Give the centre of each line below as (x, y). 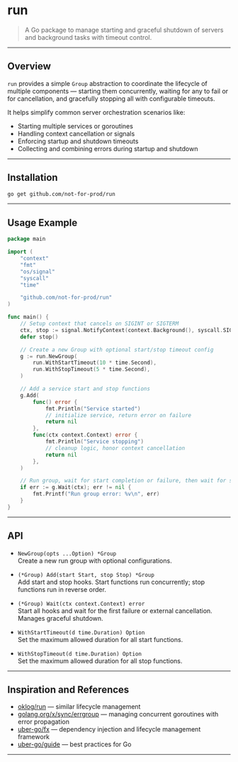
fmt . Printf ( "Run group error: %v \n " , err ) (96, 494)
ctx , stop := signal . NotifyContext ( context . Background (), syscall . (121, 330)
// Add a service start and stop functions (85, 389)
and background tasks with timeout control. (88, 37)
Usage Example (42, 222)
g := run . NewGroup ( (49, 356)
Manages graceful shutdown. (61, 618)
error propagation (43, 722)
